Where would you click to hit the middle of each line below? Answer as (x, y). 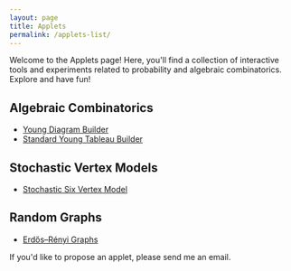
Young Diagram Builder (66, 130)
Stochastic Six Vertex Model (75, 189)
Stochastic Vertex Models (84, 168)
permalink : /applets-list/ (60, 34)
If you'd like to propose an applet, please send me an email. (120, 257)
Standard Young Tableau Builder (82, 139)
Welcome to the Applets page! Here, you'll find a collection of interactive (145, 61)
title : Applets (38, 26)
